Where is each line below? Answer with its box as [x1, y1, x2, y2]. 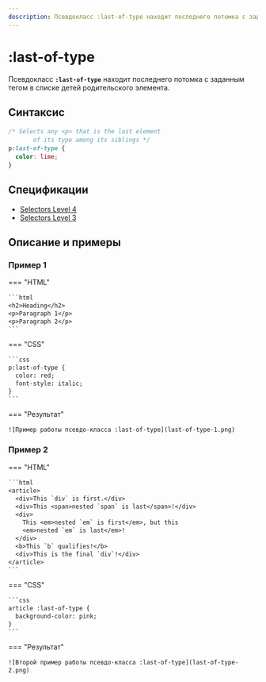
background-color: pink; [15, 612, 97, 620]
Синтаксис [8, 106, 65, 119]
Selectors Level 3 [19, 213, 77, 222]
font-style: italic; [15, 380, 83, 388]
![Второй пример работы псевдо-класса [8, 658, 136, 666]
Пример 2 [8, 445, 49, 456]
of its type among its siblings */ [32, 136, 150, 144]
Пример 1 [8, 259, 47, 270]
